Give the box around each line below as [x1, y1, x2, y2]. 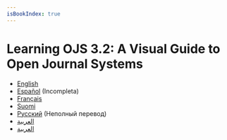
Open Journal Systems [6, 56, 144, 71]
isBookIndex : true [6, 10, 61, 18]
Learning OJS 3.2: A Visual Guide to [6, 40, 221, 57]
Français [16, 94, 42, 103]
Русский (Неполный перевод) [16, 109, 107, 117]
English [16, 79, 39, 88]
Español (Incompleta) [16, 86, 79, 95]
